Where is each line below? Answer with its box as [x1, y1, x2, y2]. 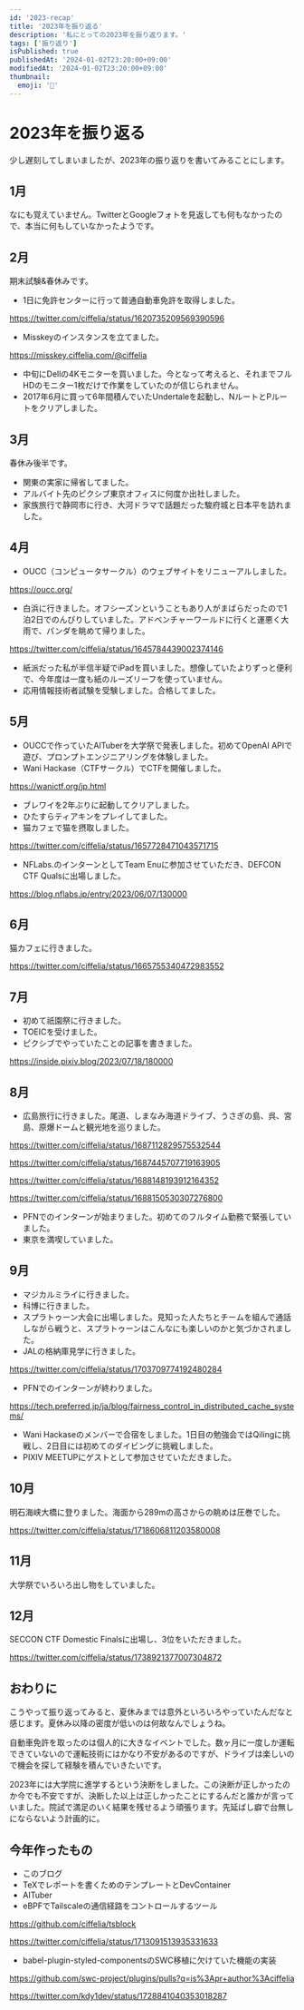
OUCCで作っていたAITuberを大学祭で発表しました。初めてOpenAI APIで [22, 740, 292, 750]
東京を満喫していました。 [22, 1234, 119, 1245]
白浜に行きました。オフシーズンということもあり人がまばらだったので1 [22, 603, 288, 613]
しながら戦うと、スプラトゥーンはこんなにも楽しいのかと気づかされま [22, 1322, 284, 1334]
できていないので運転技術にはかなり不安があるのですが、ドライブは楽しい [9, 1749, 287, 1760]
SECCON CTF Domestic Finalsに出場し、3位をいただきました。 [9, 1634, 246, 1645]
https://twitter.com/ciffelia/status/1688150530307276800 [9, 1192, 223, 1203]
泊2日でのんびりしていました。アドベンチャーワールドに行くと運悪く [22, 613, 281, 624]
